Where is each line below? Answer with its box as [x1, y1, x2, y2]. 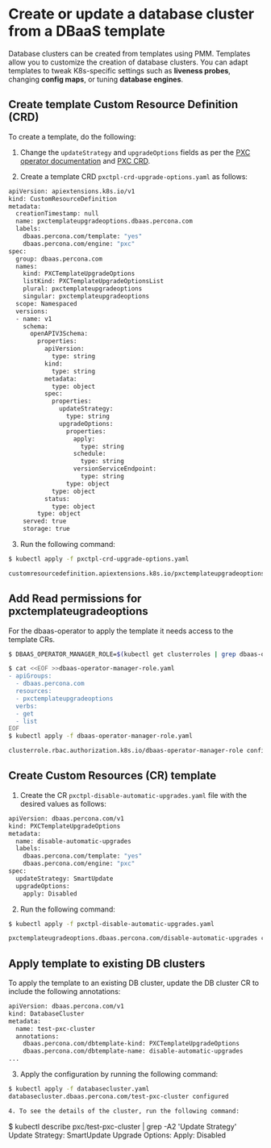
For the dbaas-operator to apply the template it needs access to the [8, 626, 234, 636]
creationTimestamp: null [15, 210, 99, 218]
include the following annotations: [8, 987, 121, 996]
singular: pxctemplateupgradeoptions [23, 292, 150, 300]
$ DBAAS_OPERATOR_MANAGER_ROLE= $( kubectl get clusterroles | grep [8, 650, 236, 658]
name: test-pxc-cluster [15, 1025, 95, 1033]
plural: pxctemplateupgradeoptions [23, 285, 143, 293]
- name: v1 [15, 315, 52, 323]
